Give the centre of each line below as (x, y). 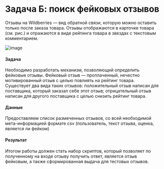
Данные (14, 107)
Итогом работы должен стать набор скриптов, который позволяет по (78, 151)
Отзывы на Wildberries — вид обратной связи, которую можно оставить (81, 23)
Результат (16, 140)
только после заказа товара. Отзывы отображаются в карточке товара (80, 28)
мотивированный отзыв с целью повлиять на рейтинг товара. (70, 81)
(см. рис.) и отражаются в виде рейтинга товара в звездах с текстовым (81, 33)
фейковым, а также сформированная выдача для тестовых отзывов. (77, 161)
